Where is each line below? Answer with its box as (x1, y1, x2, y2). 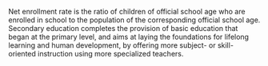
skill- (217, 41, 234, 50)
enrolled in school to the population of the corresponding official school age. (8, 15, 261, 25)
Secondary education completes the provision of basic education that (8, 24, 238, 33)
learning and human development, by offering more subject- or (8, 41, 216, 50)
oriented (8, 49, 36, 58)
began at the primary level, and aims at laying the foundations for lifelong (8, 32, 250, 41)
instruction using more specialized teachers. (37, 49, 184, 58)
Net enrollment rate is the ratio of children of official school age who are (8, 7, 246, 16)
